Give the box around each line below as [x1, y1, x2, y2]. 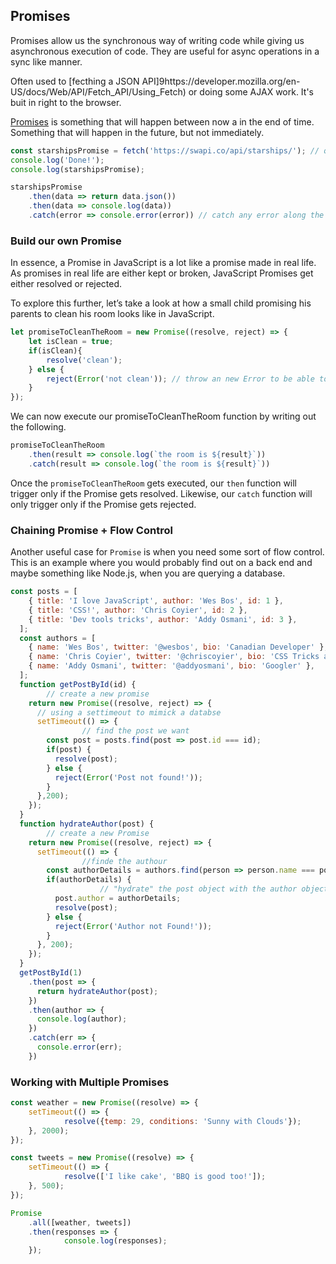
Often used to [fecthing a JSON [10, 75, 140, 87]
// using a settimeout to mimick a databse [36, 707, 222, 718]
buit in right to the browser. [10, 96, 122, 108]
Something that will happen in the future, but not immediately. [10, 126, 265, 138]
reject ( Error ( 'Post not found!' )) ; [54, 772, 203, 783]
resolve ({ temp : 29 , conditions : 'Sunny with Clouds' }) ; [63, 1116, 302, 1126]
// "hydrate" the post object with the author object [99, 884, 329, 894]
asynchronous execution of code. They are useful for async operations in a [10, 45, 320, 57]
